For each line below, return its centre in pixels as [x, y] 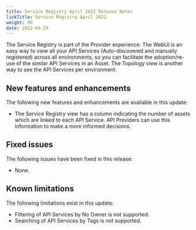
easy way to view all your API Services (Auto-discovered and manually [92, 51]
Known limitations [40, 189]
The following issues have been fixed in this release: [69, 159]
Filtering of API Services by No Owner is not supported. [82, 214]
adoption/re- [169, 57]
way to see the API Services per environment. [62, 70]
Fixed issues [30, 145]
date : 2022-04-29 [27, 28]
